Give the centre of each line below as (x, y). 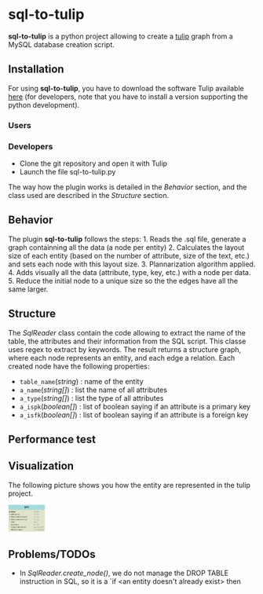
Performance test (52, 439)
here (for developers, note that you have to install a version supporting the (128, 97)
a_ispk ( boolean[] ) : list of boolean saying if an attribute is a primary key (135, 406)
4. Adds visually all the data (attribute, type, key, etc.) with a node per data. (130, 272)
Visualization (41, 466)
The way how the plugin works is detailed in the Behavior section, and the (128, 187)
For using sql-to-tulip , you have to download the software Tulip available (126, 88)
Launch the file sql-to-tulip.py (68, 171)
